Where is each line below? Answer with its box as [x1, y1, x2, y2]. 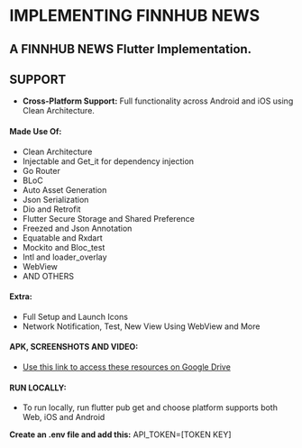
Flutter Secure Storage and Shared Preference [22, 213, 196, 224]
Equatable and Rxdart [22, 232, 103, 243]
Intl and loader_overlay [22, 251, 107, 262]
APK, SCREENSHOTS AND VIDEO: [9, 342, 139, 352]
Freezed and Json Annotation [22, 223, 133, 233]
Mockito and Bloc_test [22, 242, 105, 252]
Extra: [9, 291, 33, 302]
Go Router [22, 165, 60, 176]
